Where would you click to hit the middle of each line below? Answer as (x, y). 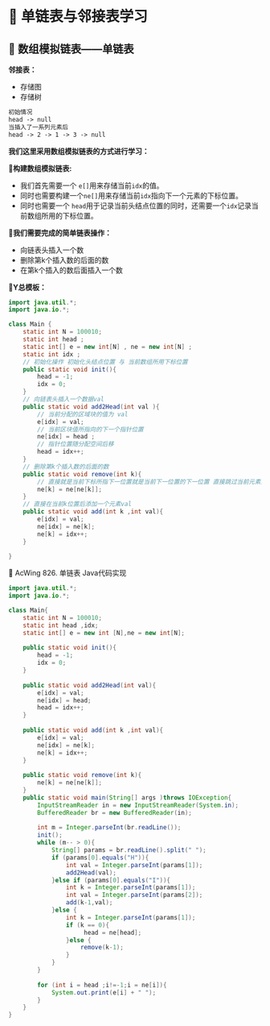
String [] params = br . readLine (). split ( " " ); (129, 850)
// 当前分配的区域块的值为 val (83, 414)
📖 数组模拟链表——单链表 (71, 49)
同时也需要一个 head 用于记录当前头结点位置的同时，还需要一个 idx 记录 (135, 206)
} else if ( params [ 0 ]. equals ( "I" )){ (111, 880)
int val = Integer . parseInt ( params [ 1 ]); (134, 865)
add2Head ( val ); (91, 872)
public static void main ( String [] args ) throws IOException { (127, 798)
